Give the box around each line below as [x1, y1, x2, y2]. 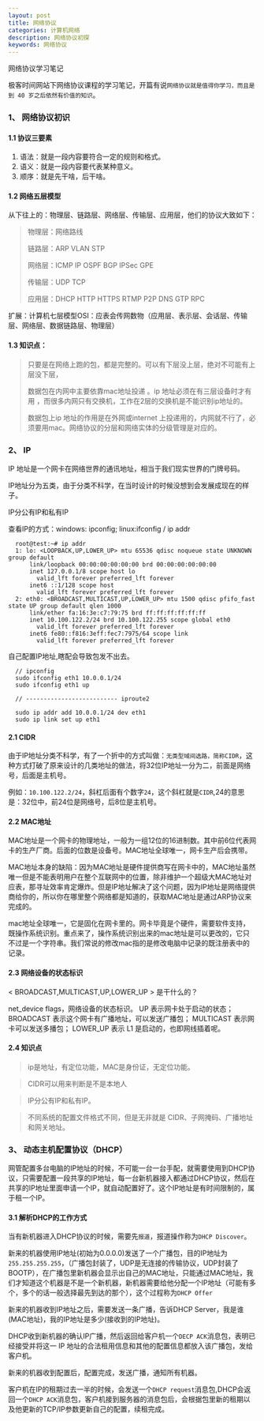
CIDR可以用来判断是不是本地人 [27, 1079, 128, 1088]
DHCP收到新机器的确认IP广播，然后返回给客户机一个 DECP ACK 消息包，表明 [8, 1332, 249, 1341]
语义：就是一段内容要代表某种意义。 [19, 162, 138, 171]
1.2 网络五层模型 [8, 191, 61, 201]
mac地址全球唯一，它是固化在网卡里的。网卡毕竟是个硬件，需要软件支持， [8, 919, 251, 928]
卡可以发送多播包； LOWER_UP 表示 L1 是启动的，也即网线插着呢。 [8, 1024, 225, 1033]
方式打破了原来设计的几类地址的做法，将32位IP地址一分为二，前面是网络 [14, 761, 251, 770]
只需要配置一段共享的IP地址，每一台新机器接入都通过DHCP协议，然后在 [21, 1174, 255, 1183]
